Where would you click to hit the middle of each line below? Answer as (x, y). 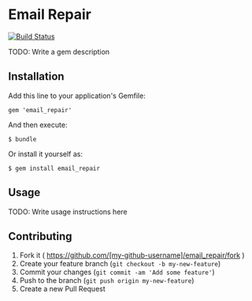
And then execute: (38, 125)
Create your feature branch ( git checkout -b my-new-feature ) (120, 264)
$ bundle (22, 139)
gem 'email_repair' (40, 110)
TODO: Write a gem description (59, 51)
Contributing (40, 236)
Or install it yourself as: (45, 154)
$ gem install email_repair (54, 168)
